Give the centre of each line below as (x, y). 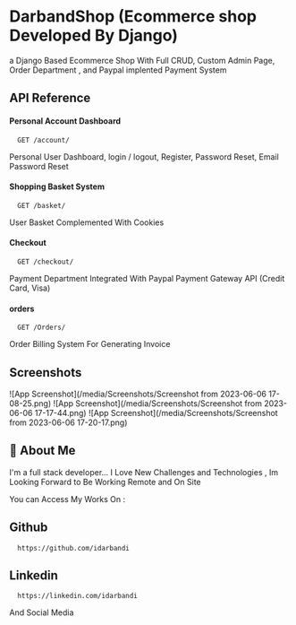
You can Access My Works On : (68, 499)
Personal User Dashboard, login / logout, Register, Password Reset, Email (144, 156)
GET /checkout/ (46, 262)
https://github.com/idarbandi (73, 548)
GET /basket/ (42, 205)
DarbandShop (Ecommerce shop (133, 17)
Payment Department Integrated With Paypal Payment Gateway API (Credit (147, 278)
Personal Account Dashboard (65, 121)
